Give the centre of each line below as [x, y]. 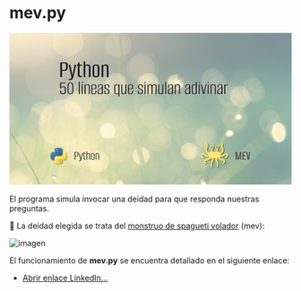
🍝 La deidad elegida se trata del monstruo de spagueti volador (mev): [137, 226]
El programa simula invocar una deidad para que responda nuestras [134, 199]
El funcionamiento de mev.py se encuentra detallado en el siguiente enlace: [150, 260]
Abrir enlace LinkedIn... [65, 278]
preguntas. [29, 208]
